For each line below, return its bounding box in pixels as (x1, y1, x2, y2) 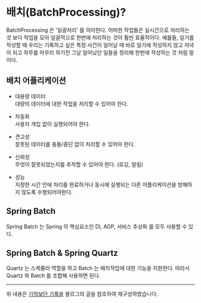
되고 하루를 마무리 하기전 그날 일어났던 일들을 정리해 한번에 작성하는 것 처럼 (12, 49, 188, 56)
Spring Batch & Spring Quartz (6, 248, 118, 258)
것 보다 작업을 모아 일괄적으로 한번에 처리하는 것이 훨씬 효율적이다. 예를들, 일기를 (6, 34, 194, 41)
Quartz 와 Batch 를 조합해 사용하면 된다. (6, 272, 100, 279)
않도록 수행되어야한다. (21, 188, 73, 195)
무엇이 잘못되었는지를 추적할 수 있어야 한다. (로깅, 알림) (14, 160, 144, 168)
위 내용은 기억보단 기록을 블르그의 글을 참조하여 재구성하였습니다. (6, 290, 159, 298)
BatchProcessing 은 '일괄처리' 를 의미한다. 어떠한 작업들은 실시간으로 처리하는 (6, 26, 190, 34)
